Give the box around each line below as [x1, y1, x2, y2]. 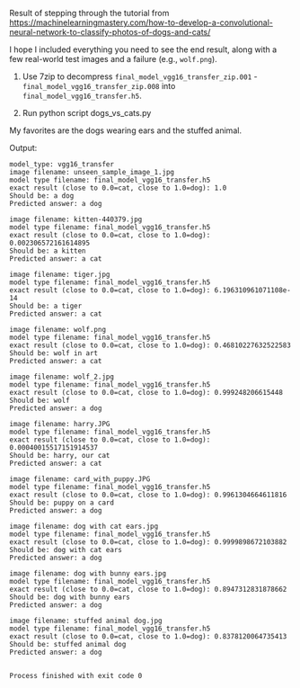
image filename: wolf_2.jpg [9, 372, 115, 381]
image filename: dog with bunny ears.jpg [9, 569, 167, 578]
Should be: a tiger [9, 301, 83, 310]
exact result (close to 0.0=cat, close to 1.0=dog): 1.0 [9, 183, 227, 192]
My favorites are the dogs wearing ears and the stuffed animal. [9, 125, 243, 136]
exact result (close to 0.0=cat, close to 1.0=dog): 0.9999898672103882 [9, 538, 287, 547]
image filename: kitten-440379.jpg [9, 215, 143, 224]
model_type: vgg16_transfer [9, 160, 115, 169]
